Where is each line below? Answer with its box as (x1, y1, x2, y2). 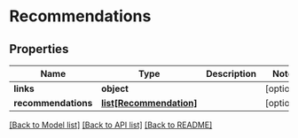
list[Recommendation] (100, 97, 198, 109)
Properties (9, 42, 69, 57)
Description (206, 68, 257, 80)
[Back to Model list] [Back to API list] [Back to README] (9, 119, 213, 130)
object (100, 82, 129, 95)
